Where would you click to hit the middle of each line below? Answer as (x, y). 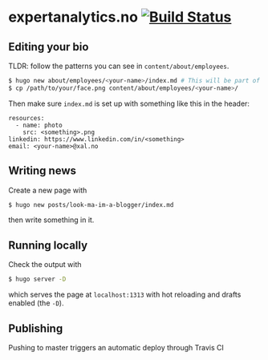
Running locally (48, 245)
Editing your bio (49, 47)
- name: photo (39, 125)
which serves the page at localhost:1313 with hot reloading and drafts (125, 295)
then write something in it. (51, 220)
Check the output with (45, 265)
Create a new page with (48, 190)
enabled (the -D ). (36, 303)
